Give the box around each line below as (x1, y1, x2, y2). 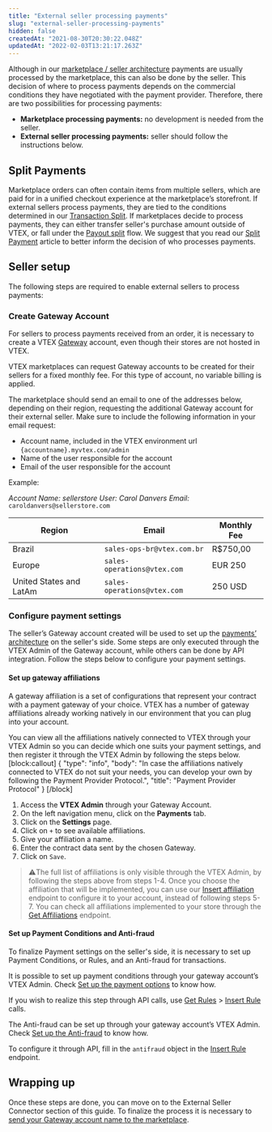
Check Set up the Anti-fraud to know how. (8, 1028, 149, 1037)
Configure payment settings (8, 610, 121, 621)
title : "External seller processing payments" (8, 11, 168, 20)
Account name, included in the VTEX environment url (19, 436, 198, 446)
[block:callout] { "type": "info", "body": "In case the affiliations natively (8, 758, 244, 768)
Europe (12, 560, 40, 571)
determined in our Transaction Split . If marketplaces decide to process (8, 211, 244, 220)
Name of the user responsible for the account (19, 453, 172, 463)
